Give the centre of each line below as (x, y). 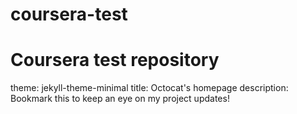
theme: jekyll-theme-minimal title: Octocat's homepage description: (149, 88)
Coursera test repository (115, 60)
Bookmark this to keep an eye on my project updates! (120, 99)
